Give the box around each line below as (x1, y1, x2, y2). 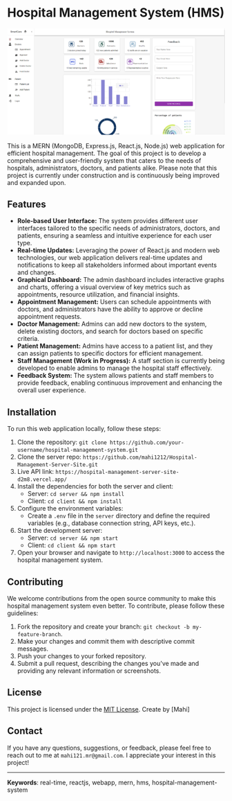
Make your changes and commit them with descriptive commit (17, 637, 195, 645)
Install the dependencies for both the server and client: (17, 482, 174, 491)
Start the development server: (17, 527, 103, 535)
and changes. (17, 268, 57, 276)
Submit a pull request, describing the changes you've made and (17, 659, 200, 667)
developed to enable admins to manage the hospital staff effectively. (17, 364, 213, 372)
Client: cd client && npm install (27, 497, 122, 505)
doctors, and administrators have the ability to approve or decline (17, 305, 204, 313)
